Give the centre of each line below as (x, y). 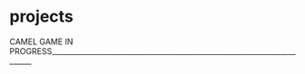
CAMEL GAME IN (41, 42)
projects (42, 17)
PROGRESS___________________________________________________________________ (152, 51)
